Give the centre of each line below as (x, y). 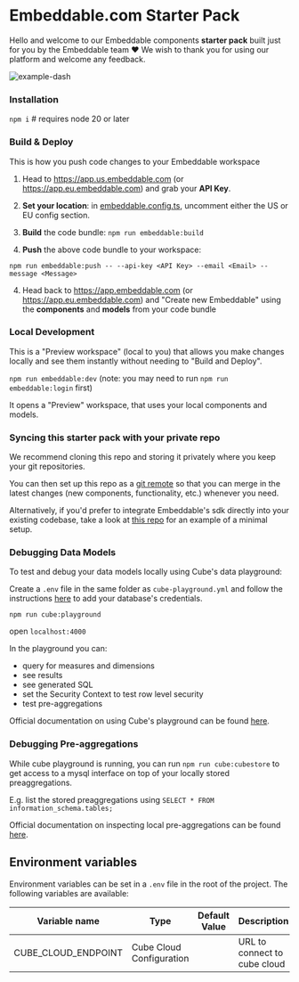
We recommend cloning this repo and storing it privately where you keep (142, 457)
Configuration (160, 958)
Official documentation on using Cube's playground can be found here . (139, 721)
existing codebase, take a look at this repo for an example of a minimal (139, 520)
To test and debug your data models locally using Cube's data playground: (146, 572)
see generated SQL (57, 685)
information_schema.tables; (61, 808)
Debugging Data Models (63, 552)
